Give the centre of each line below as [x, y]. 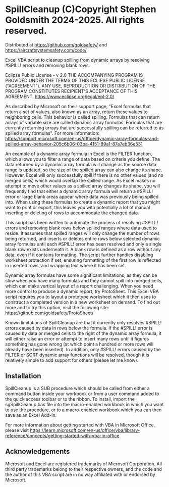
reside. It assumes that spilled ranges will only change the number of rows [82, 233]
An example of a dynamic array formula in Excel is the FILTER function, [79, 154]
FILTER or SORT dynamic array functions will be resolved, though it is [77, 355]
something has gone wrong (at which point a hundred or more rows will [79, 344]
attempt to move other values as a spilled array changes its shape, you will [83, 186]
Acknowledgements [38, 451]
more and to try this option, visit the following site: [57, 307]
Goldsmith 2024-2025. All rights [75, 20]
